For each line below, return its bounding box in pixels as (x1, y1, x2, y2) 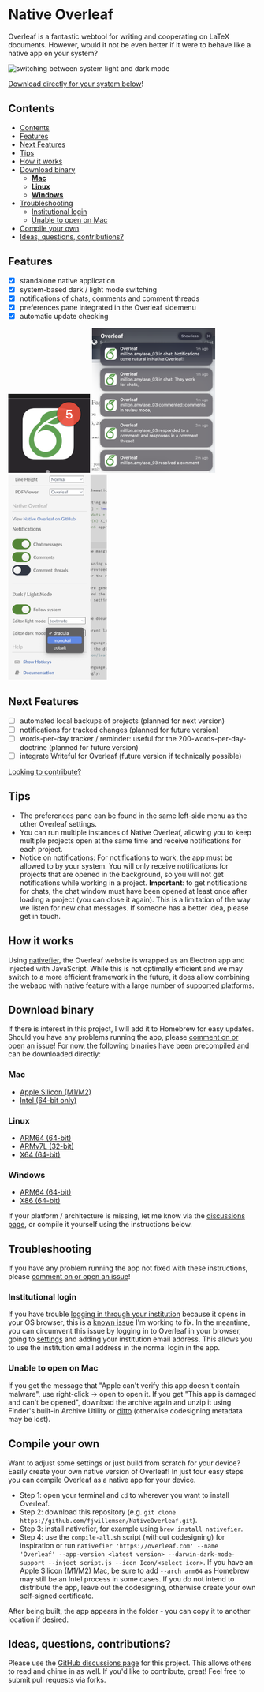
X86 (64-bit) (19, 1196, 61, 1206)
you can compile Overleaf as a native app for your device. (8, 1475, 196, 1484)
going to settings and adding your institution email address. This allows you (8, 1334, 253, 1344)
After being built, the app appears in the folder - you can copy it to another (8, 1606, 251, 1615)
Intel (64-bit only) (19, 1095, 77, 1105)
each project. (19, 844, 63, 854)
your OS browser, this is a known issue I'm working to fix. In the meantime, (8, 1318, 251, 1327)
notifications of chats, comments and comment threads (19, 294, 200, 303)
